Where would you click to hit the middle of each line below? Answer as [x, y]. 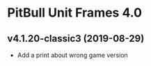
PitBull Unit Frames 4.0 [75, 13]
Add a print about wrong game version [73, 55]
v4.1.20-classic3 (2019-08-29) [76, 39]
